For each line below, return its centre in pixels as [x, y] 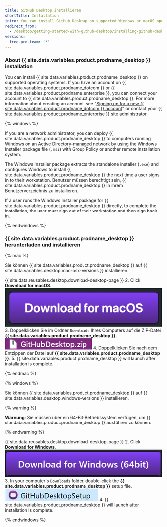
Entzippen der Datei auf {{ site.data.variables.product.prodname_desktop [83, 353]
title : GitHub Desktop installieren [43, 10]
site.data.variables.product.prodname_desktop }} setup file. [69, 486]
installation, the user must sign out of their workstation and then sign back [81, 211]
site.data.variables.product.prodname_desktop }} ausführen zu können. [78, 422]
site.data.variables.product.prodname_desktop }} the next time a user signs [82, 175]
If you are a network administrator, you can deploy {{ [59, 133]
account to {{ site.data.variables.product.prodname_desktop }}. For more [80, 98]
